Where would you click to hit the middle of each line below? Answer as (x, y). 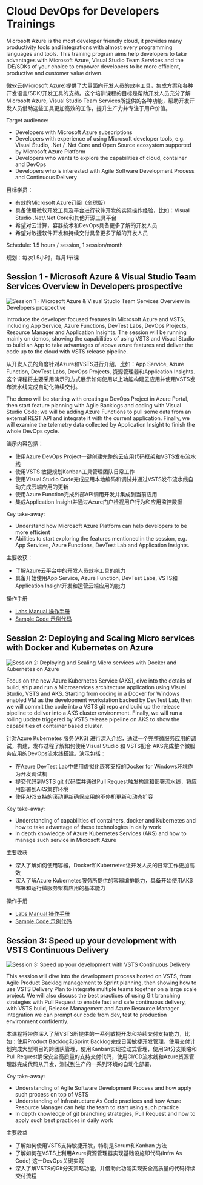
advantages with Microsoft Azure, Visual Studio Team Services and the (95, 60)
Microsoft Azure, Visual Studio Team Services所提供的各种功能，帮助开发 (98, 101)
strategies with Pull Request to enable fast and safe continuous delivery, (96, 1002)
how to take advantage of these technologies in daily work (88, 827)
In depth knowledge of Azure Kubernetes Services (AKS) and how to (101, 833)
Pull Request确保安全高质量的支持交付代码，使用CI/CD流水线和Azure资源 (98, 1056)
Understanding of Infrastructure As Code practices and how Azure (98, 1101)
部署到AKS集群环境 (44, 789)
